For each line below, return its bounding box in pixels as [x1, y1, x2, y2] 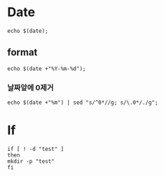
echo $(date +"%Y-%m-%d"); [7, 65, 86, 72]
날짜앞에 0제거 [7, 82, 54, 92]
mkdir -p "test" [7, 157, 55, 165]
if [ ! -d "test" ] [7, 145, 64, 152]
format [7, 46, 38, 58]
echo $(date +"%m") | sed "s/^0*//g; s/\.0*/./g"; [7, 99, 158, 106]
